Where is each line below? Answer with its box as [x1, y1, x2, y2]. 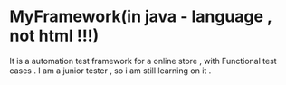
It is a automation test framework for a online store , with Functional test [9, 55, 278, 66]
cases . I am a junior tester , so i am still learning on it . [9, 65, 212, 76]
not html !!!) [9, 25, 100, 46]
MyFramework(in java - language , [9, 6, 272, 27]
